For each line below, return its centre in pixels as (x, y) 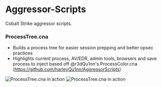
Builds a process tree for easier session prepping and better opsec (83, 48)
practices (23, 53)
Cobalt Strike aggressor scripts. (39, 23)
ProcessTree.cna (27, 37)
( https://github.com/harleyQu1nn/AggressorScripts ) (67, 69)
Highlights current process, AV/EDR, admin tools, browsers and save (85, 59)
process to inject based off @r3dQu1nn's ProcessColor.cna (75, 64)
